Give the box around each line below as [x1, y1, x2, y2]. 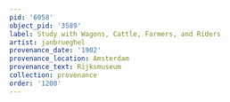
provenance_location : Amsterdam [9, 54, 129, 63]
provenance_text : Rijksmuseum [9, 63, 122, 72]
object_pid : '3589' [9, 21, 82, 30]
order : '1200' [9, 79, 62, 88]
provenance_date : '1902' [9, 46, 102, 55]
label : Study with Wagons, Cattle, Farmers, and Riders [9, 29, 221, 38]
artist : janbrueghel [9, 37, 86, 47]
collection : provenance [9, 71, 98, 80]
